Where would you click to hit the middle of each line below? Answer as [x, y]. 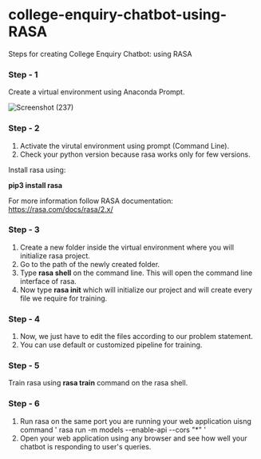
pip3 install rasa [35, 185]
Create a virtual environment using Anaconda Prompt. [97, 92]
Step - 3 [24, 229]
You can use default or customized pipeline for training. [111, 345]
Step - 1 [23, 74]
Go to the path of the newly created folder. [90, 264]
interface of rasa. [48, 281]
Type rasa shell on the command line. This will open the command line [136, 273]
